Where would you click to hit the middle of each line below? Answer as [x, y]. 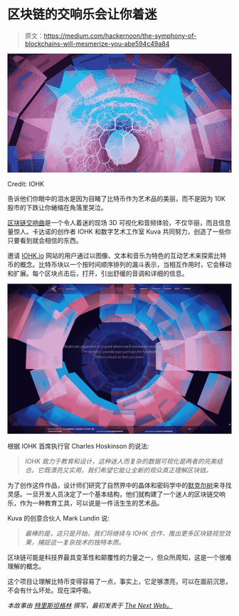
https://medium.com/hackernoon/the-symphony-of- [120, 36]
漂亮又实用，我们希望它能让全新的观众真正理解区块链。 [131, 470]
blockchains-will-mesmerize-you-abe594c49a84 [97, 43]
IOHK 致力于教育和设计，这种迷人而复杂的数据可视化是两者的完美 [121, 461]
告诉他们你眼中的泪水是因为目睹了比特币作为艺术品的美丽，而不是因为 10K [116, 199]
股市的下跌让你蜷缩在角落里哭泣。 [57, 208]
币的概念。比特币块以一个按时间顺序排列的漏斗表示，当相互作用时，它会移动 [119, 265]
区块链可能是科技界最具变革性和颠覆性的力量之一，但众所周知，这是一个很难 [119, 558]
